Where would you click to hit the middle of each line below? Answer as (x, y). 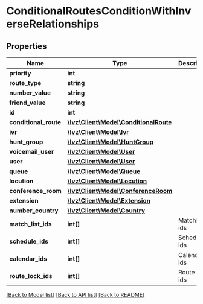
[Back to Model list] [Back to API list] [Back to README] (76, 295)
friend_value (28, 103)
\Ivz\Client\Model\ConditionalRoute (120, 122)
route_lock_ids (31, 276)
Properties (27, 46)
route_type (25, 83)
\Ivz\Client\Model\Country (106, 211)
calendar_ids (28, 259)
